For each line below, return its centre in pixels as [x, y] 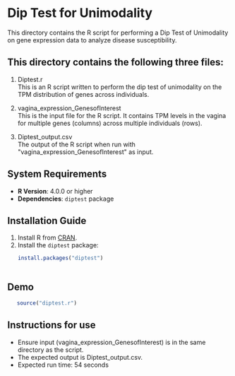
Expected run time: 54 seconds [63, 365]
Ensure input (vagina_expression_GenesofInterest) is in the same [112, 342]
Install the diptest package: [58, 245]
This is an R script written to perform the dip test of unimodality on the [120, 87]
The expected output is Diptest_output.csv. [80, 357]
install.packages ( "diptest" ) [60, 258]
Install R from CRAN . [47, 237]
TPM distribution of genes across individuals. [83, 94]
